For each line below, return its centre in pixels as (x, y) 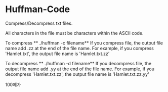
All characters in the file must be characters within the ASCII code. (74, 33)
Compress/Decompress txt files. (39, 23)
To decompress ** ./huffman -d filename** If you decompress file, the (78, 63)
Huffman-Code (38, 9)
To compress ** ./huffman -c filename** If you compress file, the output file (84, 43)
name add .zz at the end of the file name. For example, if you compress (80, 48)
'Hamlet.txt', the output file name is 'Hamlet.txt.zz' (57, 54)
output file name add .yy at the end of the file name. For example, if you (80, 69)
